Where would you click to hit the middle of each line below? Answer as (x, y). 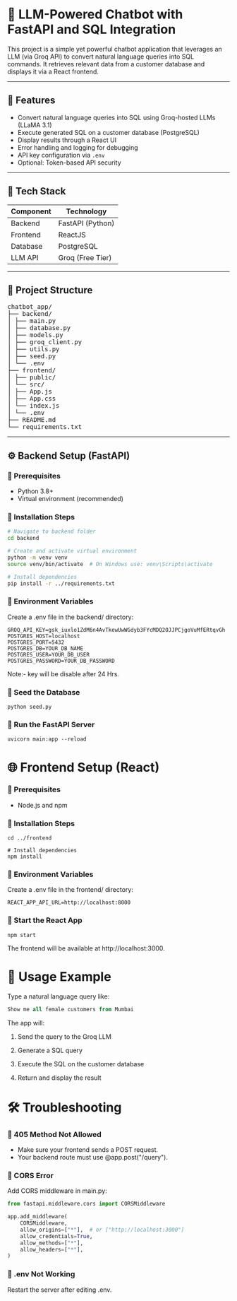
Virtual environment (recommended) (70, 499)
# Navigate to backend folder (52, 532)
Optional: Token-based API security (69, 163)
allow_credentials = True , (56, 1236)
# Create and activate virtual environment (72, 551)
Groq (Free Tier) (85, 257)
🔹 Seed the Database (44, 692)
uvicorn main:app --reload (47, 739)
